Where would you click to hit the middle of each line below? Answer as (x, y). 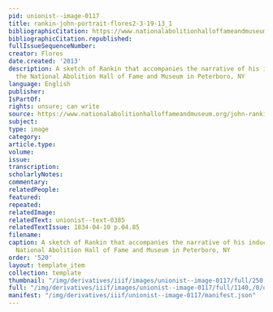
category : (25, 136)
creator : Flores (36, 54)
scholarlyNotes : (36, 175)
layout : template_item (47, 265)
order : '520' (30, 258)
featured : (25, 197)
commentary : (28, 182)
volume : (22, 152)
